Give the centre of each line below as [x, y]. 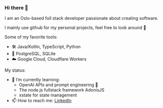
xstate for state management [48, 95]
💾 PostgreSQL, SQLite [33, 54]
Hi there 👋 [17, 8]
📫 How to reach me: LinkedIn [41, 101]
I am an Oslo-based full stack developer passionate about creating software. [81, 18]
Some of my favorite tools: [31, 37]
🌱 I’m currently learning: [36, 80]
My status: [15, 70]
